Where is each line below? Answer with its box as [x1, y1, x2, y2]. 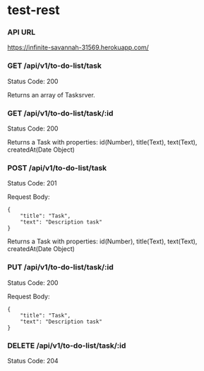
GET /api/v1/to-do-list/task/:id [7, 108, 114, 118]
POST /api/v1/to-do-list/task [7, 163, 107, 173]
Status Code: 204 [7, 356, 59, 365]
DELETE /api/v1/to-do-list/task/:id [7, 341, 126, 351]
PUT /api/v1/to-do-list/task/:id [7, 262, 114, 272]
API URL [7, 28, 36, 37]
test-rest [7, 2, 60, 18]
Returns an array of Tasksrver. [7, 90, 95, 99]
